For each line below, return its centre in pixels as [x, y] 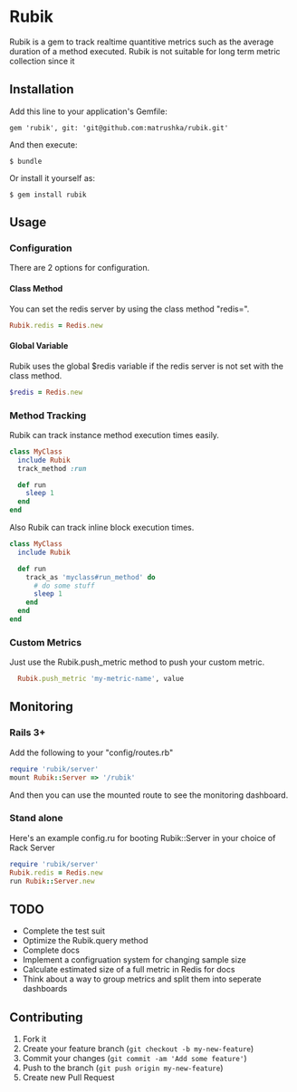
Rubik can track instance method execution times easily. [115, 435]
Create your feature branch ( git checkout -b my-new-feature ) [138, 1049]
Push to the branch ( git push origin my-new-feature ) [123, 1068]
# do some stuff [64, 586]
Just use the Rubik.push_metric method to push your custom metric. [137, 662]
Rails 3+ [28, 733]
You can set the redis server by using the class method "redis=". [129, 309]
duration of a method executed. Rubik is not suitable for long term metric [145, 51]
